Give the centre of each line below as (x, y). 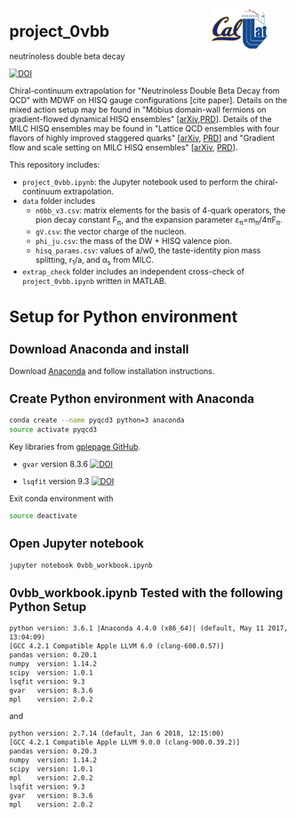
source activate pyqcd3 (53, 430)
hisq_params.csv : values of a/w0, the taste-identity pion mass (148, 250)
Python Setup (48, 607)
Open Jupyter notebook (76, 543)
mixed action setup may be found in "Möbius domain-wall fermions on (138, 109)
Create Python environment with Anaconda (132, 398)
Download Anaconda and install (99, 349)
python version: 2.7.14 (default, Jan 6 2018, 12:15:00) (117, 733)
